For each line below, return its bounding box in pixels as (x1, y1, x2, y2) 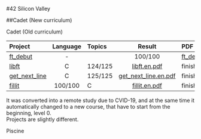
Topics (87, 42, 107, 50)
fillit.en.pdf (132, 82, 163, 89)
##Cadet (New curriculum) (6, 17, 72, 23)
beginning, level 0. (6, 110, 52, 116)
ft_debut (9, 52, 33, 60)
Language (52, 42, 82, 50)
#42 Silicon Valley (6, 5, 51, 12)
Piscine (6, 128, 25, 134)
